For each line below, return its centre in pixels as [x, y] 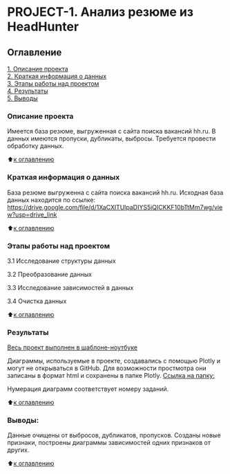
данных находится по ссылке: [51, 200]
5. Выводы [22, 98]
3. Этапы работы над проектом [53, 83]
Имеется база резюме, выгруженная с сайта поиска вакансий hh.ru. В [112, 131]
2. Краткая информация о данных [57, 76]
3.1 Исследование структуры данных [61, 261]
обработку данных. [36, 146]
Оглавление [35, 52]
